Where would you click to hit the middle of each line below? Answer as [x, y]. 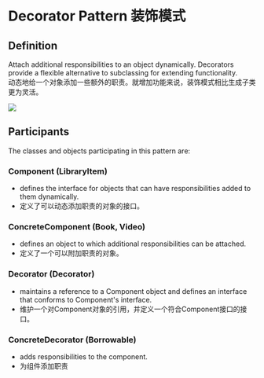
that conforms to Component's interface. [86, 299]
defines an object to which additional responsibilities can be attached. [132, 244]
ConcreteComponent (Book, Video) [77, 227]
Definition [33, 45]
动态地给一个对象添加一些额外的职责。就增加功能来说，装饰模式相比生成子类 [132, 82]
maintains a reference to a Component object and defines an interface [133, 291]
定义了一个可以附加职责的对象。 [71, 253]
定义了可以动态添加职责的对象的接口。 [81, 206]
